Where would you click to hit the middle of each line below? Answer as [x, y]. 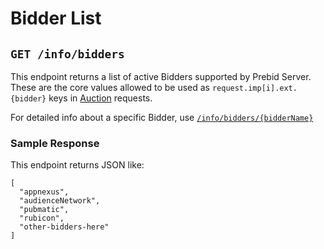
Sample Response [55, 143]
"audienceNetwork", [60, 201]
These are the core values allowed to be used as [110, 87]
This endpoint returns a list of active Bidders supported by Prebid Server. [161, 76]
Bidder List [56, 18]
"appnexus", [44, 192]
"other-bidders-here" [64, 227]
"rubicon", [42, 218]
